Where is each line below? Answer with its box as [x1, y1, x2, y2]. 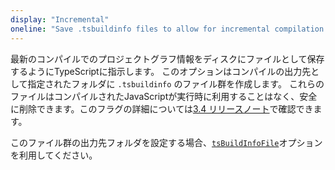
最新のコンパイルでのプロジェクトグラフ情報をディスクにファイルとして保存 [10, 52, 325, 65]
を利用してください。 [10, 149, 98, 161]
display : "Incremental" [10, 14, 110, 25]
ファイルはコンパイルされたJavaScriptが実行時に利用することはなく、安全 [10, 90, 318, 102]
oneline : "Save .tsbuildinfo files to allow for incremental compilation [10, 24, 325, 34]
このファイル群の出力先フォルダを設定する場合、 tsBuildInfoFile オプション [10, 136, 323, 148]
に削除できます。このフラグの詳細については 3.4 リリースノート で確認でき [10, 102, 314, 115]
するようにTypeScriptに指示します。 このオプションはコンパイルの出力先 [10, 65, 312, 77]
